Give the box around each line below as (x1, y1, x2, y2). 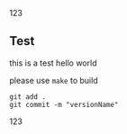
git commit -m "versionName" (9, 100, 119, 109)
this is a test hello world (9, 58, 97, 68)
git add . (9, 92, 47, 102)
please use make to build (9, 75, 98, 85)
